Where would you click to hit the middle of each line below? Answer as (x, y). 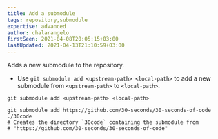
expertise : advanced (37, 26)
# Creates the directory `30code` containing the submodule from (103, 122)
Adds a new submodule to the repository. (66, 65)
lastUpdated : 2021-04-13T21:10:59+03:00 (66, 45)
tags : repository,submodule (48, 20)
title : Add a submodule (41, 13)
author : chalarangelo (38, 33)
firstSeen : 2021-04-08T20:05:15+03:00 (63, 39)
